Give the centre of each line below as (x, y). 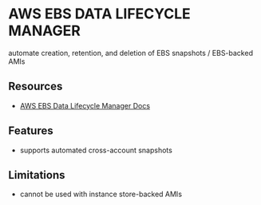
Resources (36, 87)
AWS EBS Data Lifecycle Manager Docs (85, 105)
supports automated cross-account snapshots (96, 150)
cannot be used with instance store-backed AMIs (101, 194)
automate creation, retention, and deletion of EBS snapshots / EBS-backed (131, 53)
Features (31, 131)
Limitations (37, 175)
